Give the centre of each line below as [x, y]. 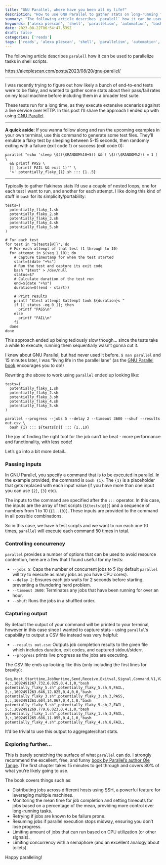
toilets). [20, 847]
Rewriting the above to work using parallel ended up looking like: [72, 375]
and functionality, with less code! [39, 442]
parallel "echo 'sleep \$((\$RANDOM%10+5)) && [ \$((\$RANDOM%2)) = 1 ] [82, 155]
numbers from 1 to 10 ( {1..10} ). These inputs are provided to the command [82, 511]
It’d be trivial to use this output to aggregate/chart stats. [62, 731]
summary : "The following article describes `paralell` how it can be [78, 19]
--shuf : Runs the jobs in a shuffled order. [54, 601]
